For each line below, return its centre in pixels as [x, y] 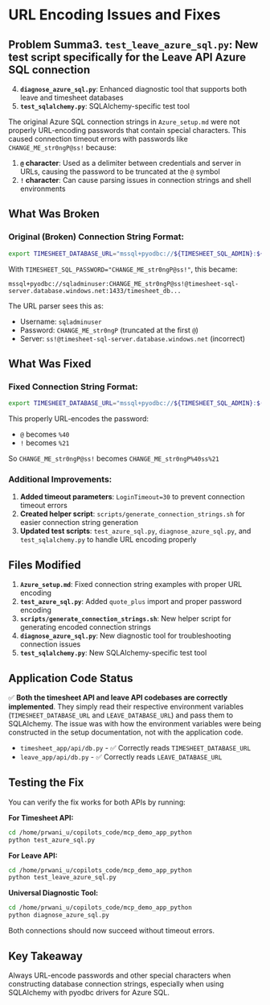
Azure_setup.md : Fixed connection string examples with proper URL [131, 585]
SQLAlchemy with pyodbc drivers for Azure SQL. [89, 992]
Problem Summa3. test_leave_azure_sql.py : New [133, 45]
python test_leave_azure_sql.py [62, 878]
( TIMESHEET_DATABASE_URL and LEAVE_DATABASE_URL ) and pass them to [121, 715]
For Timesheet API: [41, 817]
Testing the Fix [46, 783]
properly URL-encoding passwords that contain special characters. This [127, 130]
